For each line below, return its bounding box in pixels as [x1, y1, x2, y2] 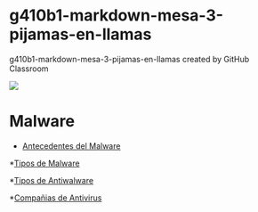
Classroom [9, 63, 49, 74]
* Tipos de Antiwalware [9, 175, 94, 185]
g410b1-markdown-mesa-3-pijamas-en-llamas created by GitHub [9, 53, 250, 64]
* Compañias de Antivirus [9, 192, 102, 203]
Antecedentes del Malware [21, 140, 121, 151]
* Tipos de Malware [9, 158, 80, 168]
